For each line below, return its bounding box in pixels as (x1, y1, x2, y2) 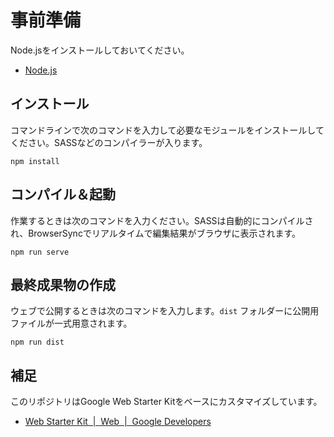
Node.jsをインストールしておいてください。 (10, 44, 190, 56)
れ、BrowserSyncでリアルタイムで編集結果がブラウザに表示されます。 (10, 227, 302, 239)
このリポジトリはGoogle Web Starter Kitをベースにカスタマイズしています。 (10, 396, 323, 408)
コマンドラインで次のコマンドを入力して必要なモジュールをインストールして (10, 124, 325, 136)
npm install (10, 156, 60, 166)
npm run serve (10, 247, 70, 257)
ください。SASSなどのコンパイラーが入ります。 (10, 136, 208, 148)
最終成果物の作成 (10, 276, 116, 293)
